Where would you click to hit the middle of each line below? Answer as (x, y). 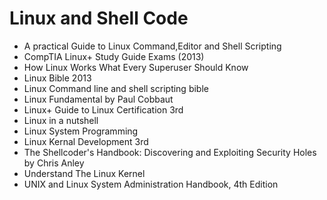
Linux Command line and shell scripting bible (116, 88)
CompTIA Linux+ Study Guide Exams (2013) (114, 56)
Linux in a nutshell (61, 120)
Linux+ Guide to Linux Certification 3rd (103, 109)
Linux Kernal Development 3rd (86, 141)
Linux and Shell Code (99, 18)
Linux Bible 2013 (57, 78)
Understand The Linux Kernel (84, 173)
